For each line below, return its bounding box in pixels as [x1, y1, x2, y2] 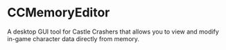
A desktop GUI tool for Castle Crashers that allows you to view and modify [7, 27, 220, 36]
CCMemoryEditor [7, 5, 110, 21]
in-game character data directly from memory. [7, 34, 140, 42]
